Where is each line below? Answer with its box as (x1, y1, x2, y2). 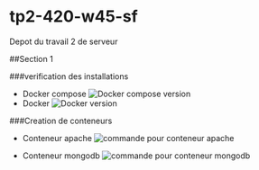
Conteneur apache (22, 132, 93, 143)
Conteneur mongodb (22, 150, 101, 161)
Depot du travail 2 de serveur (9, 36, 118, 47)
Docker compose (22, 88, 88, 99)
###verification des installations (9, 70, 129, 82)
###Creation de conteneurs (9, 115, 113, 126)
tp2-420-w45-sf (9, 6, 138, 27)
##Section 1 (9, 53, 54, 64)
